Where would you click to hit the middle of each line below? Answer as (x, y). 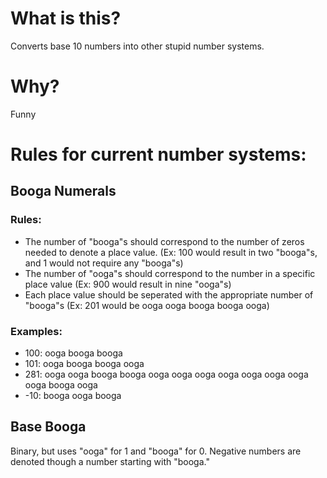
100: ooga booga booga (73, 353)
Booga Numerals (63, 191)
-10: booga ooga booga (73, 396)
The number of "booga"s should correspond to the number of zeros (164, 241)
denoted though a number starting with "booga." (110, 461)
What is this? (66, 18)
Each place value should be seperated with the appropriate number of (169, 294)
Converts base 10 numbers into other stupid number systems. (137, 46)
